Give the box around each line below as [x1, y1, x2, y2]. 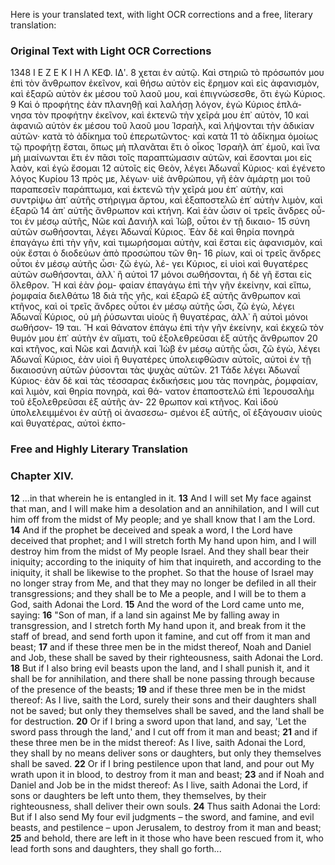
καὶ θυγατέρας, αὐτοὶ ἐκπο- [10, 417, 127, 429]
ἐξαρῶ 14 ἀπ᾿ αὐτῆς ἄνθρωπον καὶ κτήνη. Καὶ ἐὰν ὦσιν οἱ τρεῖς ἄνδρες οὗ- [10, 205, 326, 217]
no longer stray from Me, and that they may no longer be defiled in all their [10, 577, 317, 589]
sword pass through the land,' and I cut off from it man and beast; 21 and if [10, 725, 318, 738]
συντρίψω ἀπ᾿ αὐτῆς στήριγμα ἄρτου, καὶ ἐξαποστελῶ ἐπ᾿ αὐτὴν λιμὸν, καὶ [10, 194, 323, 206]
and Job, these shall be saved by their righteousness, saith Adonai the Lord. [10, 651, 323, 663]
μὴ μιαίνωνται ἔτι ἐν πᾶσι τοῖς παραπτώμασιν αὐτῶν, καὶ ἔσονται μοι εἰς [10, 152, 313, 164]
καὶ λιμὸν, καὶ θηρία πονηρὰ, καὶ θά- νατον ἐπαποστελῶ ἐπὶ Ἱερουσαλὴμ [10, 385, 315, 398]
